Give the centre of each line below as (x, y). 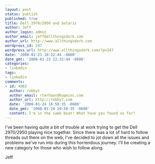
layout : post (18, 9)
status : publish (21, 14)
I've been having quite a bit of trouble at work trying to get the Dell (71, 127)
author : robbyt (25, 91)
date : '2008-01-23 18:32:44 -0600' (41, 55)
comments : (15, 82)
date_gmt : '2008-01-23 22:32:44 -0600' (45, 59)
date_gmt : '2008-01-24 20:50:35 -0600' (50, 109)
